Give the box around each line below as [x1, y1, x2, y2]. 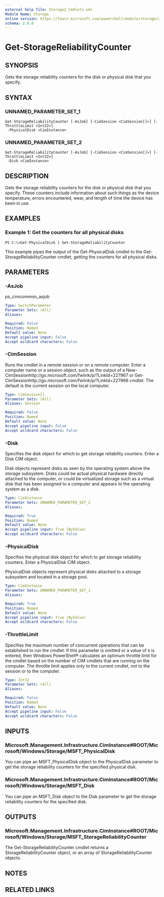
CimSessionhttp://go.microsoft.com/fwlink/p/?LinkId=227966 [5, 377, 129, 383]
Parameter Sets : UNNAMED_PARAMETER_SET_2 [5, 500, 91, 505]
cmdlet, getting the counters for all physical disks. [57, 254, 158, 260]
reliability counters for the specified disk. [5, 798, 87, 804]
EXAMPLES [5, 214, 41, 223]
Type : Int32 [5, 677, 29, 682]
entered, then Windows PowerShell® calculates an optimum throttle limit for [5, 652, 157, 658]
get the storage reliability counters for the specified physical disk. [5, 764, 137, 770]
